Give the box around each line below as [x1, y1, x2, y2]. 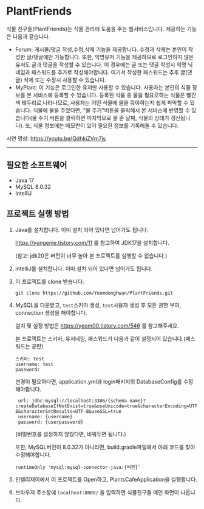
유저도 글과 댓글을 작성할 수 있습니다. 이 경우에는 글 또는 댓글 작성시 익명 [15, 61, 187, 68]
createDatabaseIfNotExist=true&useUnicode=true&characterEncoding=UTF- [15, 403, 200, 409]
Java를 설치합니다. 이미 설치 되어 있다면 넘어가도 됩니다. [15, 226, 149, 233]
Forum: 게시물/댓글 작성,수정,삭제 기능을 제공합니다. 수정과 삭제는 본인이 [15, 46, 187, 53]
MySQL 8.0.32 [15, 183, 52, 190]
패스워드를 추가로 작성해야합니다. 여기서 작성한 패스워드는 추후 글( [31, 68, 188, 75]
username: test [15, 361, 54, 367]
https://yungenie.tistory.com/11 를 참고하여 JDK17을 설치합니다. [15, 239, 170, 246]
